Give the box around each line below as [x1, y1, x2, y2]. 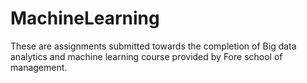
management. [10, 61, 68, 73]
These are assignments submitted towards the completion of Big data [10, 40, 297, 52]
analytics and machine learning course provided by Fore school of [10, 50, 283, 62]
